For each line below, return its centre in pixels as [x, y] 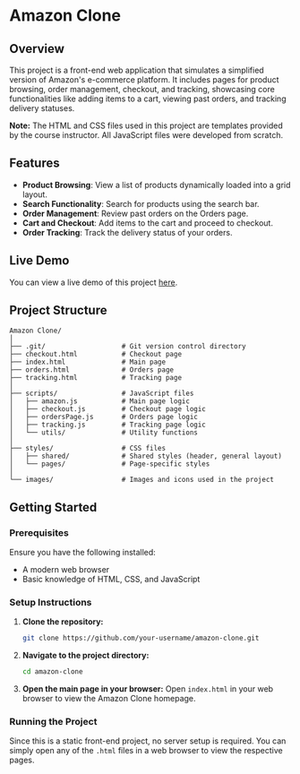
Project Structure [58, 310]
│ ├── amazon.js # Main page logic [100, 401]
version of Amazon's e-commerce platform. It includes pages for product [144, 80]
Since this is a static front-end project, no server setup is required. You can [148, 741]
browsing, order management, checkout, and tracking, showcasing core [142, 89]
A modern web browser [66, 570]
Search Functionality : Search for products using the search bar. [141, 203]
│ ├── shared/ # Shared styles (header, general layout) [146, 456]
